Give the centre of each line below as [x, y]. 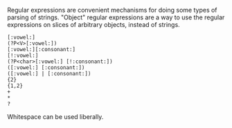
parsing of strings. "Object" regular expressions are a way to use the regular [116, 17]
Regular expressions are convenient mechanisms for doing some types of [112, 10]
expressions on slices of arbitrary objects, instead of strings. [93, 25]
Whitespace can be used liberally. [55, 117]
